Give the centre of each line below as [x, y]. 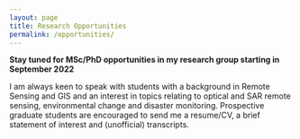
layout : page [34, 17]
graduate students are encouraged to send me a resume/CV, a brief [135, 115]
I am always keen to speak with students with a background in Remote [140, 87]
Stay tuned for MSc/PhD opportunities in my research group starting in [145, 60]
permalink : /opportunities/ [62, 34]
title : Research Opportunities [68, 26]
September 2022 [42, 69]
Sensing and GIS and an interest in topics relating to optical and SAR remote [150, 96]
